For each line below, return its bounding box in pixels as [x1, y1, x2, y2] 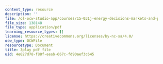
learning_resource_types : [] [5, 29, 64, 34]
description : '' [5, 12, 38, 16]
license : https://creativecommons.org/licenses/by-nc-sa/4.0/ [5, 34, 133, 39]
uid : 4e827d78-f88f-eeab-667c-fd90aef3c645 [5, 51, 95, 57]
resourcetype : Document [5, 43, 53, 48]
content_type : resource [5, 7, 53, 12]
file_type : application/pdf [5, 25, 62, 30]
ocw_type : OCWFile [5, 38, 42, 43]
